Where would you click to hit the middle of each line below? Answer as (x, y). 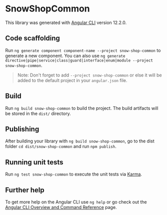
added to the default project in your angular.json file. (72, 80)
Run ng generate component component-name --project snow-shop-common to (83, 50)
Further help (25, 190)
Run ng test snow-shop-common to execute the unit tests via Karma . (74, 174)
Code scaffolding (32, 38)
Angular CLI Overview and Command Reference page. (61, 207)
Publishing (22, 129)
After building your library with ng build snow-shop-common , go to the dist (80, 141)
